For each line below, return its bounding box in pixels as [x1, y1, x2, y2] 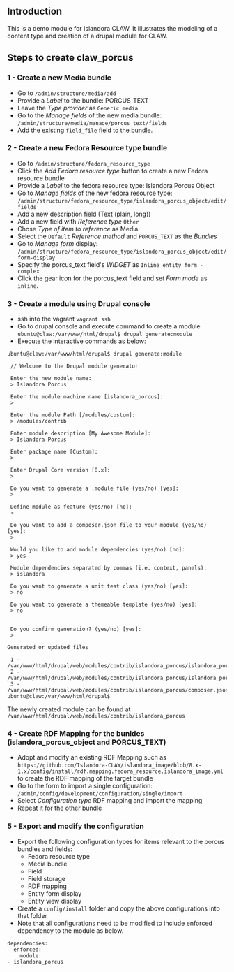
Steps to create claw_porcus [7, 52, 134, 64]
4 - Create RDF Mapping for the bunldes [7, 729, 145, 739]
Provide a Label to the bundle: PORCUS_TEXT [17, 96, 149, 104]
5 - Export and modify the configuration [7, 821, 144, 831]
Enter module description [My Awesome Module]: [10, 430, 151, 437]
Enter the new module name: [10, 375, 92, 382]
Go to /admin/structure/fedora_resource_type [17, 159, 151, 167]
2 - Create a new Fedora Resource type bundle [7, 143, 168, 153]
